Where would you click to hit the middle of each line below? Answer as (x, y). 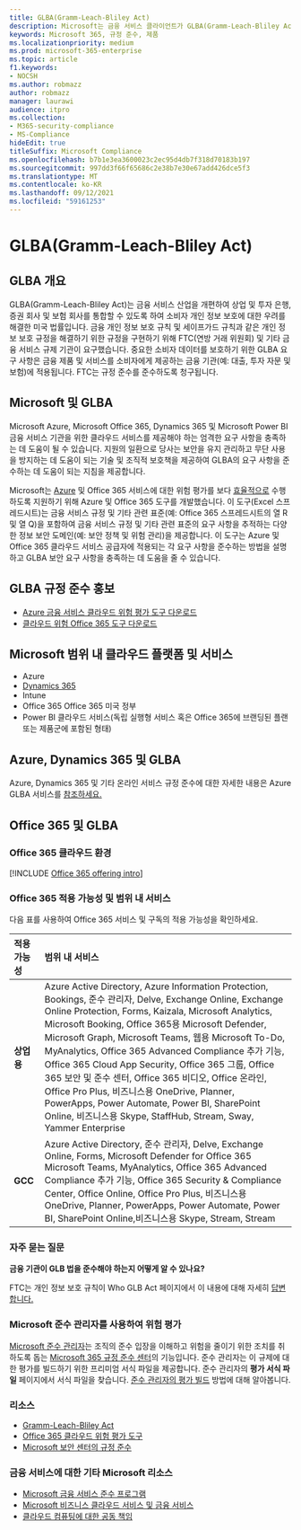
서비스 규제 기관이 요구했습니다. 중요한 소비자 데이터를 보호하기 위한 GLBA (148, 349)
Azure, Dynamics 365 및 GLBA (95, 760)
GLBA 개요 (38, 281)
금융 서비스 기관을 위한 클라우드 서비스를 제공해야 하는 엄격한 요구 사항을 (136, 438)
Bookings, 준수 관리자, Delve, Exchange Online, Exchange (164, 1000)
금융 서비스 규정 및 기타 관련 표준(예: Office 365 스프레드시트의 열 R (169, 512)
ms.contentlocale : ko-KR (56, 185)
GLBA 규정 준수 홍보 (62, 589)
